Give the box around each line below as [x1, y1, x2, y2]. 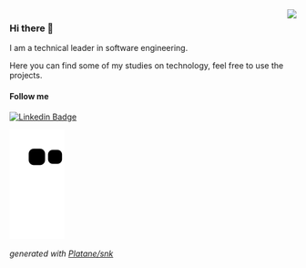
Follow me [9, 90, 49, 101]
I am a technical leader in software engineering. [9, 43, 189, 54]
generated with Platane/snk [9, 248, 114, 259]
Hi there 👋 [9, 22, 55, 35]
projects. [9, 70, 43, 81]
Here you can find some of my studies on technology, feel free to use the [9, 60, 284, 71]
